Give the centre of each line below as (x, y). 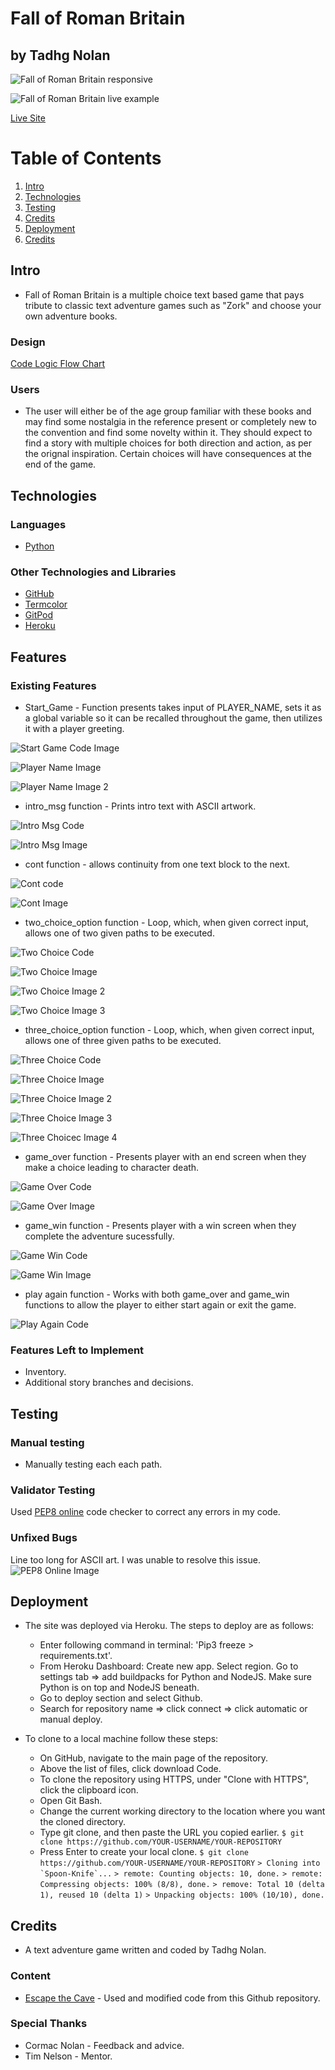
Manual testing (47, 1442)
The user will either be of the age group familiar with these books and (168, 411)
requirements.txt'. (76, 1656)
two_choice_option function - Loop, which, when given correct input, (166, 923)
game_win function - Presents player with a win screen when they (160, 1226)
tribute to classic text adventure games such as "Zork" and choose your (173, 305)
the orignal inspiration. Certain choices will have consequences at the (168, 454)
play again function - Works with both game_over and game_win (157, 1294)
